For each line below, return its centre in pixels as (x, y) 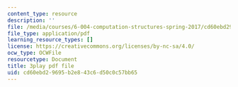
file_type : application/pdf (49, 33)
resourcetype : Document (42, 60)
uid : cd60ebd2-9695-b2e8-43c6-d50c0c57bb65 (73, 72)
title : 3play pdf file (41, 66)
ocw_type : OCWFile (34, 53)
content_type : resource (42, 14)
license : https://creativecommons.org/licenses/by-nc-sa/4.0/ (101, 46)
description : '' (31, 20)
